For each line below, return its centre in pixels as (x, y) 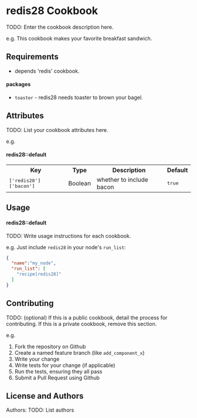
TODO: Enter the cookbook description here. (60, 27)
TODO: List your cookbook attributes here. (57, 130)
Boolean (80, 183)
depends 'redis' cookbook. (47, 71)
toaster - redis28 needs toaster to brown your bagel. (79, 97)
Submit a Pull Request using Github (57, 378)
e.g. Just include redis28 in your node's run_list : (66, 247)
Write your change (37, 359)
